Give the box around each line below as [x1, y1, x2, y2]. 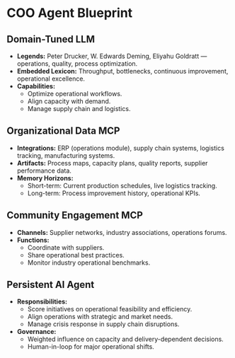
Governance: [16, 328, 57, 336]
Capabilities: [16, 82, 56, 90]
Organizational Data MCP [6, 125, 120, 137]
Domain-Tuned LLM [6, 33, 96, 45]
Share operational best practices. [27, 250, 125, 259]
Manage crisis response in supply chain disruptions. [27, 320, 180, 328]
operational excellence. [16, 74, 86, 83]
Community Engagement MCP [6, 209, 143, 221]
